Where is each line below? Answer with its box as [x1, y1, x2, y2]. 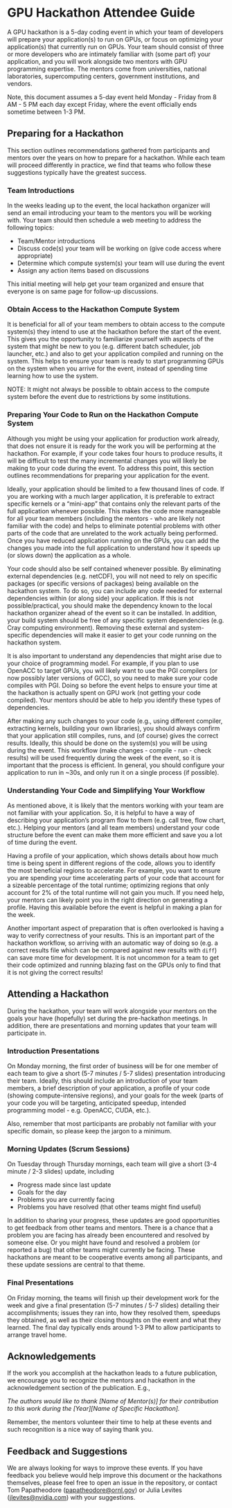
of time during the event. [7, 838, 78, 846]
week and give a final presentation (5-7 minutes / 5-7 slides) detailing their [7, 1301, 220, 1309]
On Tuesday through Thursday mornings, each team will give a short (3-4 [7, 1160, 217, 1168]
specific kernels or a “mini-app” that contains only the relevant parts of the [7, 499, 220, 508]
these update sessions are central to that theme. [7, 1260, 145, 1269]
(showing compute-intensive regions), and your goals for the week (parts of [7, 1091, 224, 1100]
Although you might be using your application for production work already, [7, 434, 220, 443]
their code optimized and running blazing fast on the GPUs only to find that [7, 961, 221, 969]
